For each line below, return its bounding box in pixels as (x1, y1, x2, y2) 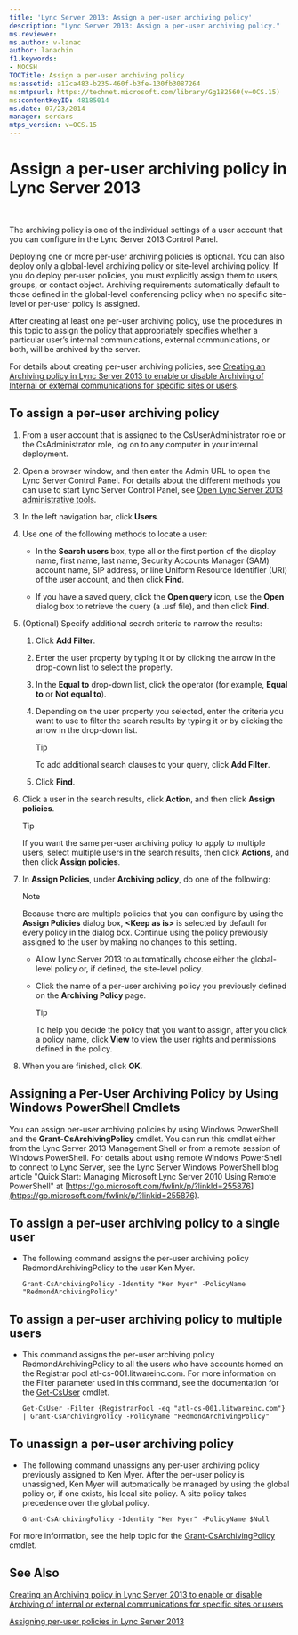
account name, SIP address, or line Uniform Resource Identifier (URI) (35, 564, 287, 575)
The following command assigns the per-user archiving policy (21, 1253, 249, 1264)
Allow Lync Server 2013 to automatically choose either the (35, 954, 249, 964)
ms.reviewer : (9, 29, 58, 38)
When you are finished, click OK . (21, 1060, 143, 1071)
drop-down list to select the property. (35, 662, 173, 673)
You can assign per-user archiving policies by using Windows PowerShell (9, 1124, 278, 1134)
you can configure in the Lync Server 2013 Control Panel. (9, 233, 219, 245)
